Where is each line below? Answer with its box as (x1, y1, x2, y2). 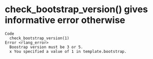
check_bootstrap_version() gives (5, 4, 148, 15)
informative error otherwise (5, 14, 125, 26)
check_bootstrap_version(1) (9, 36, 70, 41)
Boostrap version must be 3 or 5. (9, 44, 83, 49)
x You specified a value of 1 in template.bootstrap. (9, 49, 127, 54)
